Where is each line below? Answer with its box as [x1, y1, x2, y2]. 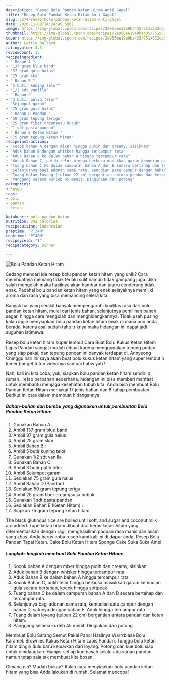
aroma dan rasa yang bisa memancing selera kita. [6, 292, 109, 298]
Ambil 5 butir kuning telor [13, 448, 66, 455]
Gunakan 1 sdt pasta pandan [13, 497, 73, 503]
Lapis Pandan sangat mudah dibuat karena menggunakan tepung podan [6, 344, 156, 350]
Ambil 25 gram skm [13, 438, 54, 444]
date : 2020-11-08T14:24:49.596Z [6, 21, 74, 27]
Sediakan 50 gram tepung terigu [13, 486, 81, 492]
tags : [6, 191, 17, 196]
